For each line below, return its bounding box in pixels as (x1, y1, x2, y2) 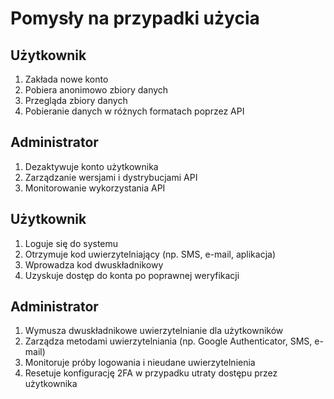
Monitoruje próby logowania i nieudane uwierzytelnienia (24, 357, 256, 369)
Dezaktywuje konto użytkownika (24, 160, 159, 172)
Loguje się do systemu (24, 237, 119, 249)
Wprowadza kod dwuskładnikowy (24, 258, 164, 271)
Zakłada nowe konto (24, 73, 109, 85)
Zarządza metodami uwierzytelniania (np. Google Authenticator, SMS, (24, 335, 313, 347)
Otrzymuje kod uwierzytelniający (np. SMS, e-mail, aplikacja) (24, 248, 277, 260)
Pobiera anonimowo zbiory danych (24, 84, 169, 96)
